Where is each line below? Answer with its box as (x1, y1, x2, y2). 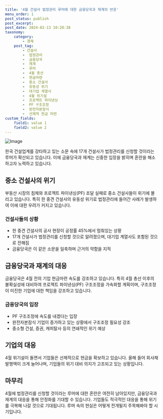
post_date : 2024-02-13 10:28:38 (5, 25, 71, 30)
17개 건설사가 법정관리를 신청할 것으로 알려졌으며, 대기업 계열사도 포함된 (12, 234, 149, 239)
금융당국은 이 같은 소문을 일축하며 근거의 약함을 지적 (12, 246, 111, 252)
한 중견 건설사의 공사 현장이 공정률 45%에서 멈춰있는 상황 (12, 228, 122, 234)
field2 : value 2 (14, 125, 47, 130)
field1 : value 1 (14, 120, 47, 125)
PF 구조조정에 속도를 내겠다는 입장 (12, 313, 78, 319)
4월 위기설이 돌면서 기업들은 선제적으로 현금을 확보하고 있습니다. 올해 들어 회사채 (5, 355, 159, 361)
